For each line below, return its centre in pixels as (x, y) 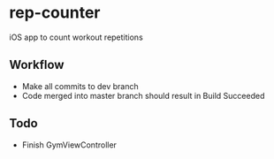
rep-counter (55, 13)
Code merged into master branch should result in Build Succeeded (143, 95)
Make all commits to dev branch (80, 86)
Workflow (37, 65)
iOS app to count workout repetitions (76, 37)
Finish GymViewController (69, 145)
